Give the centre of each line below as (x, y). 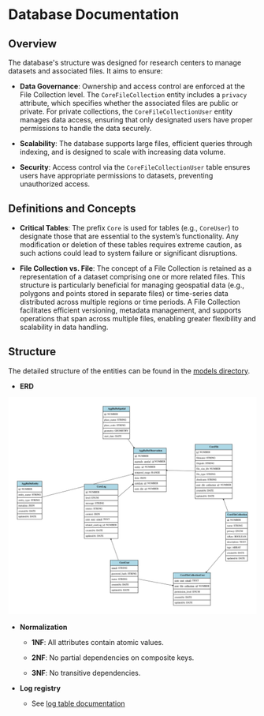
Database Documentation (94, 15)
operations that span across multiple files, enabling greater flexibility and (138, 318)
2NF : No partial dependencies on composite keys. (113, 658)
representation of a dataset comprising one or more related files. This (132, 276)
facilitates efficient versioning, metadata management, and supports (130, 310)
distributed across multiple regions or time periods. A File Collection (130, 302)
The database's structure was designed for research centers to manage (125, 62)
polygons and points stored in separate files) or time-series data (124, 293)
